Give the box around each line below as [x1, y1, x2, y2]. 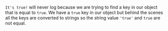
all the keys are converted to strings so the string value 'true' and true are [5, 15, 160, 20]
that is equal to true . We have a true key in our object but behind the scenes [5, 9, 163, 15]
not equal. [5, 20, 26, 26]
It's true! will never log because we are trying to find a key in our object [5, 4, 158, 10]
